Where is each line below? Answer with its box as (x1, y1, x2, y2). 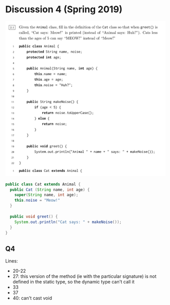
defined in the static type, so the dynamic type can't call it (12, 279, 135, 285)
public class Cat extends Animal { (5, 182, 81, 187)
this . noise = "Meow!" (14, 198, 60, 203)
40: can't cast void (12, 295, 52, 301)
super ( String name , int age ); (14, 192, 79, 198)
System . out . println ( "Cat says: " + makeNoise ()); (14, 219, 122, 225)
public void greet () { (10, 214, 58, 219)
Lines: (5, 258, 18, 264)
